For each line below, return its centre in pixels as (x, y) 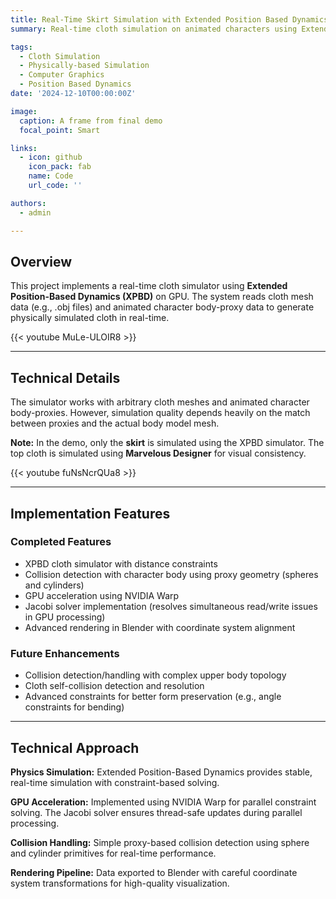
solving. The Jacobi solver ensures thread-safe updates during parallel (156, 812)
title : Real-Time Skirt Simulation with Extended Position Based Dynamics (169, 19)
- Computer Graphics (62, 75)
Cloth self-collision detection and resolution (114, 686)
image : (24, 111)
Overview (41, 261)
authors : (28, 203)
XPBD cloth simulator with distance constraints (121, 563)
